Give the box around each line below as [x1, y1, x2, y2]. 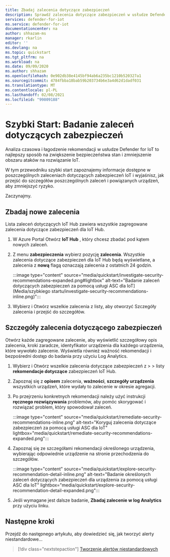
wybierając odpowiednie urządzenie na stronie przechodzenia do [12, 451, 149, 457]
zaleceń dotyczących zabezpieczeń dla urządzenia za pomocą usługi [12, 476, 158, 482]
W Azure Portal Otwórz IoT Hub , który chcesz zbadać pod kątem [12, 236, 149, 242]
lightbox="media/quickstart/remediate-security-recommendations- [12, 430, 153, 436]
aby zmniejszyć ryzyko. [5, 183, 55, 189]
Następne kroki [5, 517, 55, 526]
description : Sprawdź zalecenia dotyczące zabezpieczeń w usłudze [5, 12, 148, 17]
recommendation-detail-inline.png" [12, 471, 87, 477]
